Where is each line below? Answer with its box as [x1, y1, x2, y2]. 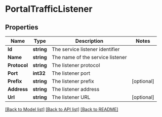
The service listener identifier [51, 46, 120, 53]
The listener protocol [51, 62, 100, 68]
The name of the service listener [51, 54, 127, 60]
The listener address [51, 86, 100, 92]
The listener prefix [51, 78, 94, 85]
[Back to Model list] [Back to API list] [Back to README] [5, 107, 119, 112]
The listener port [51, 70, 90, 77]
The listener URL [51, 94, 90, 100]
